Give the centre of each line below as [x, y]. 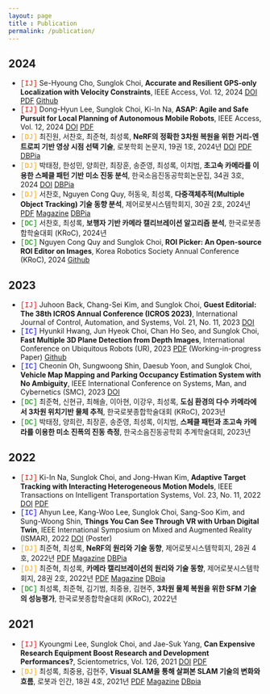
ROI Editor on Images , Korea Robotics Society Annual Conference [129, 251]
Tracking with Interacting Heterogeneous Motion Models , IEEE [126, 486]
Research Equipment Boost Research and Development [114, 653]
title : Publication [43, 23]
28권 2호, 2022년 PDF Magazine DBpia [101, 578]
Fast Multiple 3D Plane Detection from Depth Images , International [132, 340]
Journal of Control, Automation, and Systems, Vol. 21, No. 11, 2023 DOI [137, 322]
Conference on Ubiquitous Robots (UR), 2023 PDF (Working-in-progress [141, 349]
